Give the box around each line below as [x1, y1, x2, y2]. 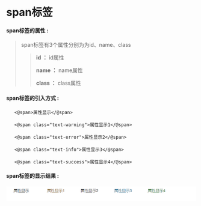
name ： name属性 [36, 67, 83, 74]
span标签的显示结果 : [6, 172, 59, 180]
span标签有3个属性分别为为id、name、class [20, 41, 131, 49]
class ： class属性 [36, 79, 81, 87]
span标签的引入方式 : [6, 94, 59, 101]
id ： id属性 [36, 54, 64, 61]
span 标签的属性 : [6, 26, 49, 34]
